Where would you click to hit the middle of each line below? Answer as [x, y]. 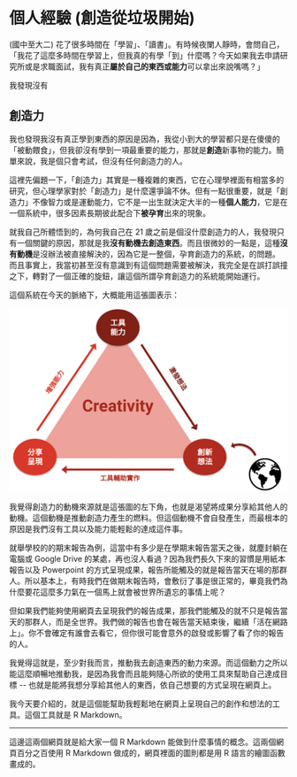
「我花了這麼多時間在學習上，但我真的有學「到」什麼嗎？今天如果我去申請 [145, 55]
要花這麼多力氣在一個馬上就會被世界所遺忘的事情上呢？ [125, 592]
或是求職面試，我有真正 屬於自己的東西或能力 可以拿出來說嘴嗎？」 [145, 66]
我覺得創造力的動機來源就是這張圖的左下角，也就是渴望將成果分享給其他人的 [148, 507]
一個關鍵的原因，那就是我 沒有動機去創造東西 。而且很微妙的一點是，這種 [148, 242]
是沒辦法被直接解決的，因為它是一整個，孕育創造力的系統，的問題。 [156, 254]
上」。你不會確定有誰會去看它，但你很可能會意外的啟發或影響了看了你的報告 [147, 633]
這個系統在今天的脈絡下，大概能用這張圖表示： [94, 295]
